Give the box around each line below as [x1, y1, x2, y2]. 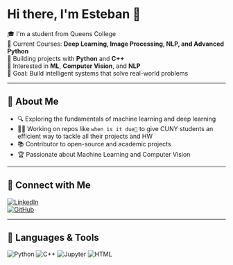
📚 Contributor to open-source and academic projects [17, 139, 171, 148]
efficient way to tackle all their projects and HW [17, 132, 153, 140]
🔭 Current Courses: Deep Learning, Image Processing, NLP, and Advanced [7, 40, 224, 48]
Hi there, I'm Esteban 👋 [7, 6, 141, 22]
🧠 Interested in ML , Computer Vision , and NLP [7, 62, 141, 70]
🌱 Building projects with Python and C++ [7, 54, 125, 62]
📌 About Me [7, 96, 59, 108]
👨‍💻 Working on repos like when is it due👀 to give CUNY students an [17, 124, 214, 132]
